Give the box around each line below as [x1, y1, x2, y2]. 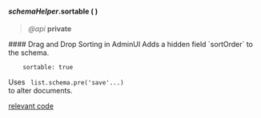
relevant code [8, 101, 54, 111]
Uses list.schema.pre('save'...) [8, 77, 124, 87]
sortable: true [22, 64, 74, 72]
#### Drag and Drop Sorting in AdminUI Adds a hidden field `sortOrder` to [8, 40, 254, 49]
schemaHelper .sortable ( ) [8, 6, 98, 16]
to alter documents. [8, 86, 73, 96]
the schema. [8, 48, 50, 57]
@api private [27, 24, 72, 33]
